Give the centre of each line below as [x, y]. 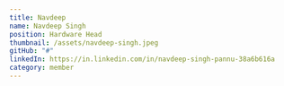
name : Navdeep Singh [48, 26]
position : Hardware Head [56, 34]
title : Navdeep [38, 17]
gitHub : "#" [31, 51]
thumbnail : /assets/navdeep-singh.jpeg [84, 43]
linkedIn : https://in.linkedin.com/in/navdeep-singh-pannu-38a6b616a [142, 59]
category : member [42, 68]
